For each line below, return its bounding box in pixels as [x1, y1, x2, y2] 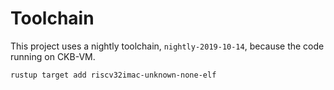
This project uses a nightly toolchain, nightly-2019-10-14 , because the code [10, 40, 325, 52]
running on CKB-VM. [10, 50, 96, 62]
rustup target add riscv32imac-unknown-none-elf [10, 70, 217, 80]
